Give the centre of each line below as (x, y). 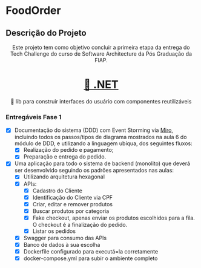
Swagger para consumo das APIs (65, 238)
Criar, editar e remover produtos (73, 204)
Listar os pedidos (54, 231)
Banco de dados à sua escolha (62, 245)
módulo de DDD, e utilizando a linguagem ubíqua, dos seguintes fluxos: (104, 143)
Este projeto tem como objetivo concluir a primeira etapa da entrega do (101, 47)
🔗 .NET (101, 85)
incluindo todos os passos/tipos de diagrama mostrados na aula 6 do (100, 137)
